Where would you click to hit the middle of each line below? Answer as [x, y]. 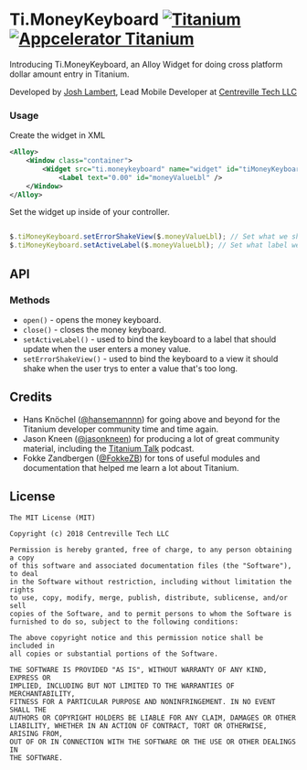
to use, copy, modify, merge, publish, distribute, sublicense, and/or [148, 598]
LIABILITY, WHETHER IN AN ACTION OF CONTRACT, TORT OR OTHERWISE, [138, 726]
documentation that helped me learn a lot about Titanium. [131, 467]
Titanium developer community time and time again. [121, 429]
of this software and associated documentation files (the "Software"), [151, 566]
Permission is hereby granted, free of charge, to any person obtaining [151, 550]
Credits [31, 397]
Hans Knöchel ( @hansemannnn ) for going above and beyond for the [151, 419]
